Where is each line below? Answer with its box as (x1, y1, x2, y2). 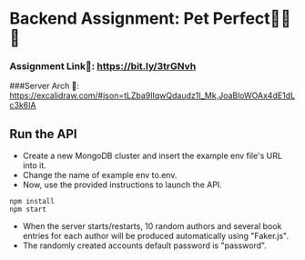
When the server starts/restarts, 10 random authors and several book (22, 221, 282, 232)
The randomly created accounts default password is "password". (22, 240, 267, 251)
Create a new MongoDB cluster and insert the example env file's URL (22, 150, 282, 162)
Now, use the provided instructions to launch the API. (22, 179, 223, 190)
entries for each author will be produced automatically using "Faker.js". (22, 231, 290, 242)
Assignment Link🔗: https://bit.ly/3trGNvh (9, 60, 197, 73)
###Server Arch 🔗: (9, 81, 80, 92)
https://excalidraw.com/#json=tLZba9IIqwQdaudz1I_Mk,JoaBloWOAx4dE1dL (9, 90, 296, 101)
